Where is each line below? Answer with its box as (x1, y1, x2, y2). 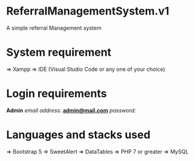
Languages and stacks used (6, 128, 151, 142)
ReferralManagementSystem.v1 (6, 4, 170, 18)
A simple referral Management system (6, 24, 102, 31)
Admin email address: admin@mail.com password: (6, 107, 136, 114)
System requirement (6, 45, 112, 59)
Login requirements (6, 87, 107, 100)
